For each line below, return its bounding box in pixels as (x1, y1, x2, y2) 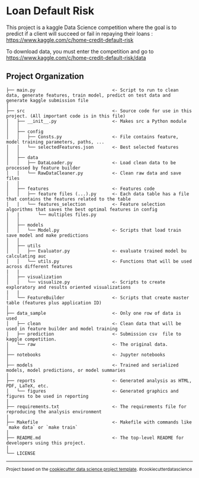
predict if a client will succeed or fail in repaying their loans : (6, 30, 153, 37)
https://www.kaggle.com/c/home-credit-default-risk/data (6, 54, 146, 61)
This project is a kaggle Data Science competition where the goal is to (6, 24, 176, 31)
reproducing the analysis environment (6, 409, 102, 415)
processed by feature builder (6, 165, 81, 171)
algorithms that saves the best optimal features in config (6, 206, 158, 212)
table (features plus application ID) (6, 299, 102, 306)
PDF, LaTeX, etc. (6, 383, 49, 389)
